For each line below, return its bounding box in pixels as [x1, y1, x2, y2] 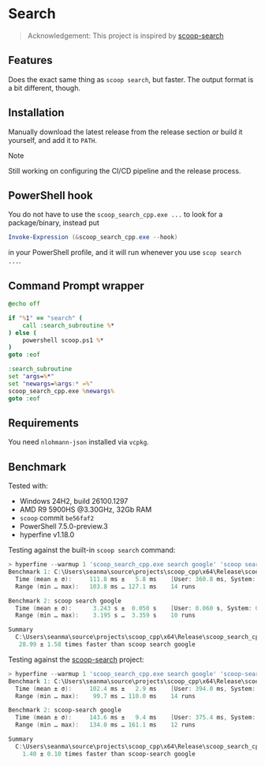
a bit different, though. [8, 83, 81, 92]
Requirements [8, 416, 79, 430]
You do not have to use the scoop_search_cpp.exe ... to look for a [8, 210, 223, 220]
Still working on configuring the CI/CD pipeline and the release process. [8, 166, 241, 175]
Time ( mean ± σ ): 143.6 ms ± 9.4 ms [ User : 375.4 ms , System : [15, 714, 256, 722]
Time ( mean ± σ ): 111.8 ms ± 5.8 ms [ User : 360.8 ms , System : [15, 575, 256, 583]
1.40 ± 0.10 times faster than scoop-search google [22, 749, 196, 758]
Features [8, 54, 53, 67]
